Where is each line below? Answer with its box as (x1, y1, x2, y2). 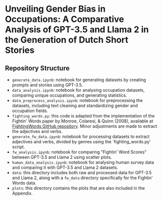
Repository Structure (5, 64, 70, 72)
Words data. (12, 180, 37, 185)
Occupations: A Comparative (5, 14, 124, 25)
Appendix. (12, 190, 33, 196)
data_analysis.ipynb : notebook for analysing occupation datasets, (12, 87, 145, 93)
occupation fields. (12, 108, 48, 114)
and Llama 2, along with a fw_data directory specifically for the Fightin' (12, 175, 153, 181)
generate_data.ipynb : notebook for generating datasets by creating (12, 77, 146, 83)
